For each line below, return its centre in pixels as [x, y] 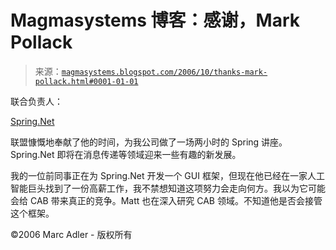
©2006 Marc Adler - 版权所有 [71, 234]
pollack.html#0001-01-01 [86, 81]
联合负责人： [36, 101]
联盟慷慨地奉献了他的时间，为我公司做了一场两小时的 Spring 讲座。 [149, 142]
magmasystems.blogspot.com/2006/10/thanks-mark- [164, 72]
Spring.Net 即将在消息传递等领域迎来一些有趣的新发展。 [126, 154]
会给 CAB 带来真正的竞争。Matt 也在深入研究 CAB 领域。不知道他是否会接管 [166, 200]
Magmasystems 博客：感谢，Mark [155, 20]
